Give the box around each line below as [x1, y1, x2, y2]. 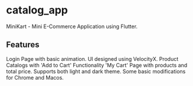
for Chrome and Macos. [6, 74, 64, 81]
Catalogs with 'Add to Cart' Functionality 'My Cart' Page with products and [6, 61, 188, 68]
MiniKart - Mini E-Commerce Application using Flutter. [6, 23, 138, 30]
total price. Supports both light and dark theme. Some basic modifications [6, 68, 186, 75]
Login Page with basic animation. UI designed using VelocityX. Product [6, 55, 179, 62]
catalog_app [6, 4, 68, 17]
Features [6, 40, 40, 50]
